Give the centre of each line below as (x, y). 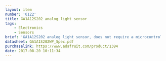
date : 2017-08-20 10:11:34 (33, 51)
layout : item (19, 10)
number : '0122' (21, 14)
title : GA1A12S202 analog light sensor (46, 19)
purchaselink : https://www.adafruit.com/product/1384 (62, 46)
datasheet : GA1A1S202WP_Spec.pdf (40, 42)
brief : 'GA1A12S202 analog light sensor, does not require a (69, 37)
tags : (11, 23)
